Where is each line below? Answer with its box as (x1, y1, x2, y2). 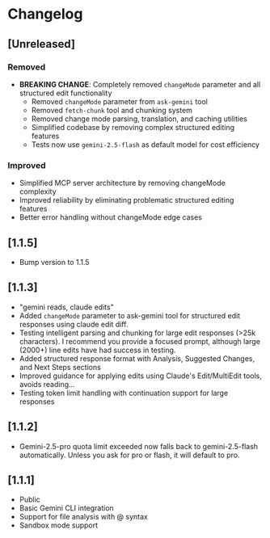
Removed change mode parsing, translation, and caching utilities (31, 114, 247, 124)
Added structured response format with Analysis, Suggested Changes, (19, 353, 255, 364)
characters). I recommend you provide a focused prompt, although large (19, 336, 260, 346)
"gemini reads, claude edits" (19, 302, 114, 312)
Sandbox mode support (19, 520, 99, 530)
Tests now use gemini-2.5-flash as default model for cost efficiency (31, 139, 260, 149)
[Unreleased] (7, 37, 76, 51)
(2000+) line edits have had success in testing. (19, 345, 176, 355)
